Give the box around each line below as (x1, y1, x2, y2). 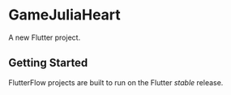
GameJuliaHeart (8, 6, 122, 24)
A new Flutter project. (8, 32, 81, 42)
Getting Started (8, 56, 88, 70)
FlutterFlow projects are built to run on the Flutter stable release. (8, 77, 224, 87)
